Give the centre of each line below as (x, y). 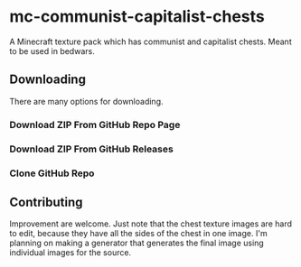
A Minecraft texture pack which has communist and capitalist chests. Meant (150, 41)
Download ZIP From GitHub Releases (91, 149)
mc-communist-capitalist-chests (137, 17)
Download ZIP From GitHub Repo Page (95, 124)
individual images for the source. (71, 253)
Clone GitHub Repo (52, 173)
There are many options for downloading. (86, 101)
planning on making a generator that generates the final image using (136, 243)
